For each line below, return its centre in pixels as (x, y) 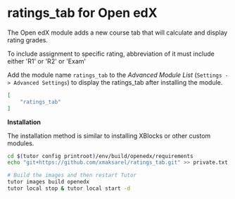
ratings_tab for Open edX (82, 13)
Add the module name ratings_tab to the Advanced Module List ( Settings (115, 75)
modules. (21, 143)
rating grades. (27, 40)
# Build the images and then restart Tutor (72, 175)
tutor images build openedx (49, 182)
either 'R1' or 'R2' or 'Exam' (47, 61)
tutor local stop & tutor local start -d (69, 188)
